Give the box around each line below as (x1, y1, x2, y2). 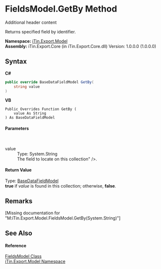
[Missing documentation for (5, 210, 60, 216)
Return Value (5, 167, 32, 173)
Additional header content (5, 19, 57, 25)
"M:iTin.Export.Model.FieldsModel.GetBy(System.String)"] (5, 215, 121, 221)
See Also (5, 229, 32, 237)
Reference (5, 242, 27, 248)
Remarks (5, 197, 33, 206)
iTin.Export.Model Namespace (5, 258, 66, 265)
